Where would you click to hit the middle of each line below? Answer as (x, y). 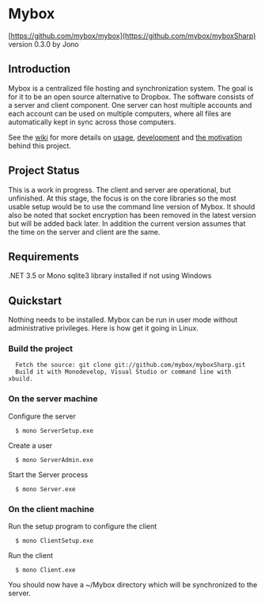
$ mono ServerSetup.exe (54, 430)
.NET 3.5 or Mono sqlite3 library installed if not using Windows (110, 276)
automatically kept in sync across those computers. (92, 122)
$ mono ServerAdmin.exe (54, 460)
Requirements (44, 256)
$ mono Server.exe (46, 489)
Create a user (30, 445)
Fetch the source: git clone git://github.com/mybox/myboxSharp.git (131, 365)
